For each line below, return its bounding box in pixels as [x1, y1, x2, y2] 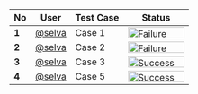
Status [141, 12, 171, 23]
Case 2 [75, 41, 106, 53]
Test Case [75, 12, 120, 23]
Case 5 [75, 71, 106, 82]
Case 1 [75, 27, 106, 38]
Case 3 [75, 56, 106, 68]
